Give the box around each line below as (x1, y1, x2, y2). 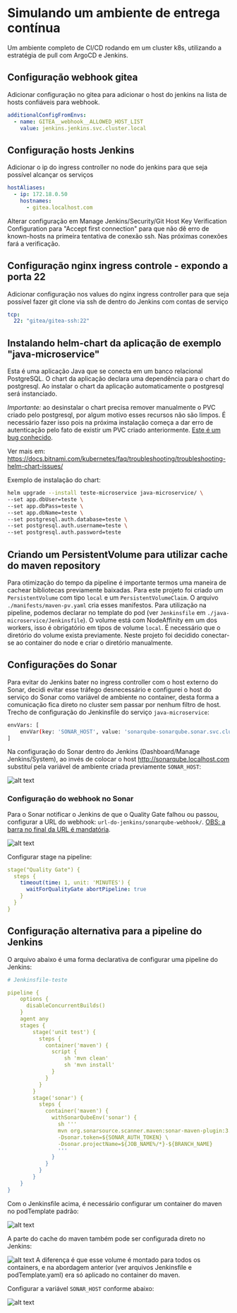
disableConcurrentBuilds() (25, 1002, 106, 1009)
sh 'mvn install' (63, 1062, 115, 1069)
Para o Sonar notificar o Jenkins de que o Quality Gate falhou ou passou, (7, 810, 219, 818)
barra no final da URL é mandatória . (7, 825, 111, 833)
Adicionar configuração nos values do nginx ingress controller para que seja (7, 289, 229, 298)
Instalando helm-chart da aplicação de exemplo (7, 337, 221, 349)
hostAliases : (7, 184, 46, 192)
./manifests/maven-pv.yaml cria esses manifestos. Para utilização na (7, 601, 207, 609)
